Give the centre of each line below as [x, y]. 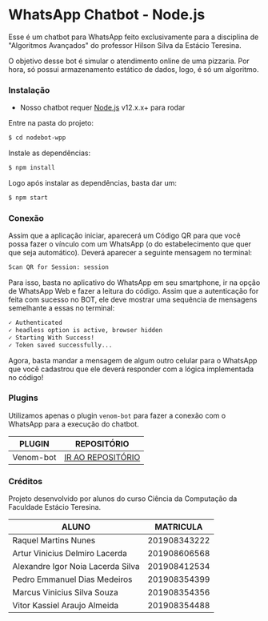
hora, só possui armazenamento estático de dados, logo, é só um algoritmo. [134, 69]
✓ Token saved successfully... [60, 345]
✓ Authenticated [35, 323]
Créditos [25, 481]
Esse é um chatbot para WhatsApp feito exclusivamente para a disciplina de [134, 37]
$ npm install [32, 168]
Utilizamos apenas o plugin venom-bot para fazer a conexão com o [117, 415]
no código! [26, 377]
